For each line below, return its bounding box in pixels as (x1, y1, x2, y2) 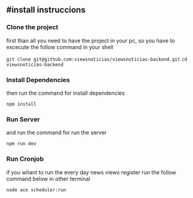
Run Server (6, 115, 41, 123)
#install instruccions (6, 5, 86, 15)
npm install (6, 101, 36, 107)
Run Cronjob (6, 155, 44, 163)
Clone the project (6, 23, 59, 32)
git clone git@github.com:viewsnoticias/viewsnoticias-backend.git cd (6, 56, 188, 63)
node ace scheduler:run (6, 186, 67, 193)
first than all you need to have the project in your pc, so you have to (6, 36, 175, 44)
